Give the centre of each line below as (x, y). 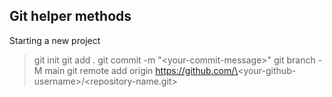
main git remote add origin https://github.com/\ (141, 70)
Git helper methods (70, 16)
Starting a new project (55, 40)
